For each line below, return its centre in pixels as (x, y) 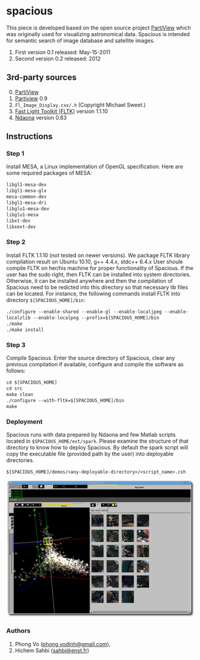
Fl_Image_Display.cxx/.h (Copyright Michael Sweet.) (80, 105)
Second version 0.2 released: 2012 (57, 58)
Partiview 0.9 (31, 98)
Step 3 (16, 345)
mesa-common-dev (26, 197)
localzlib (19, 318)
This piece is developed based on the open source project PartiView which (99, 28)
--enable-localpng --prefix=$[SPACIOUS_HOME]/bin (96, 318)
